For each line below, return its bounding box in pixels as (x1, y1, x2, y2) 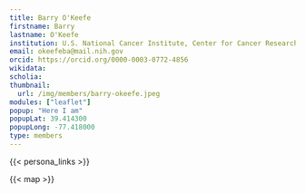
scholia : (9, 72, 43, 82)
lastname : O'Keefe (9, 30, 79, 39)
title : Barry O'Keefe (9, 13, 92, 23)
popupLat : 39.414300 (9, 114, 88, 123)
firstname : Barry (9, 22, 75, 31)
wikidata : (9, 64, 47, 73)
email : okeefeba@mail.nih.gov (9, 47, 124, 56)
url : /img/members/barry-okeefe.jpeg (17, 89, 161, 98)
